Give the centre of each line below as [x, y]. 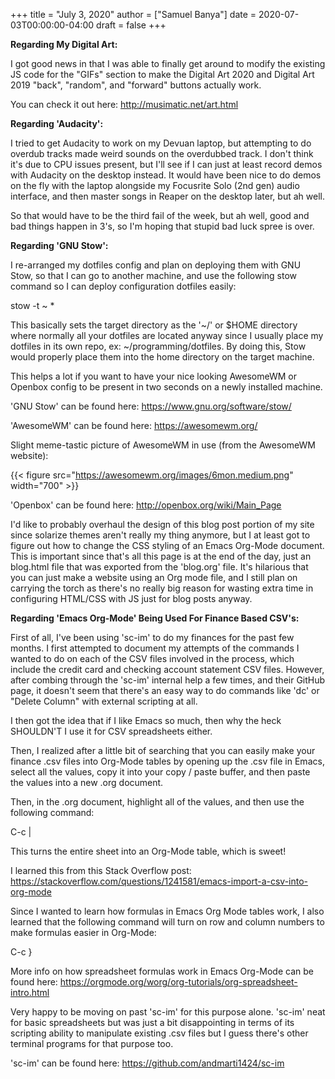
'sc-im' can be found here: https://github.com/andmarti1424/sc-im [147, 1063]
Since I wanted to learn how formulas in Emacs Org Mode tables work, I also [167, 911]
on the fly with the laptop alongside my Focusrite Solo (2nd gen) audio [155, 185]
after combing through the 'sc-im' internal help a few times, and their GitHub [168, 680]
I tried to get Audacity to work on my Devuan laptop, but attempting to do [161, 143]
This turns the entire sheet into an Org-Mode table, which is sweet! [148, 851]
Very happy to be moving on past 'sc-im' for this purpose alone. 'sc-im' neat [168, 1012]
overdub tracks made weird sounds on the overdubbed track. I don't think [162, 153]
